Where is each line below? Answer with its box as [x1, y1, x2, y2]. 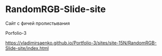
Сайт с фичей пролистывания [5, 20, 70, 26]
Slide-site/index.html [5, 45, 49, 51]
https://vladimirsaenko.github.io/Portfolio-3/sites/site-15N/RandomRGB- [5, 39, 157, 46]
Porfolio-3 [5, 30, 27, 36]
